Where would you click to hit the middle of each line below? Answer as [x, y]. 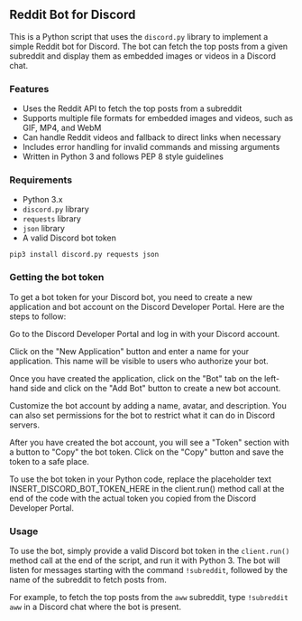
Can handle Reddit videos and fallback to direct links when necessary [151, 137]
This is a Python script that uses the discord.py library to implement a [139, 36]
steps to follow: [38, 316]
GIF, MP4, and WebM [62, 128]
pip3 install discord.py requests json [84, 255]
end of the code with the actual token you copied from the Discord [133, 498]
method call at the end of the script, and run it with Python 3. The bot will [145, 560]
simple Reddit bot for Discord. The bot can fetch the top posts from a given [149, 46]
